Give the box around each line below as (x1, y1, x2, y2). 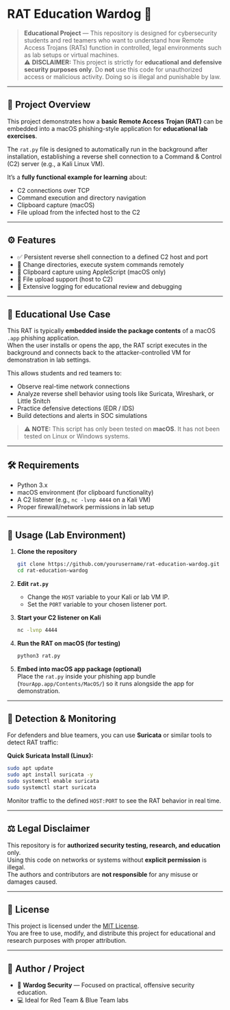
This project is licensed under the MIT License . (7, 922, 140, 930)
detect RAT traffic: (7, 738, 59, 747)
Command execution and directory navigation (16, 193, 146, 202)
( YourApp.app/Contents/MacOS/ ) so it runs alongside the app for (16, 679, 194, 688)
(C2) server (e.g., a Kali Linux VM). (7, 159, 105, 167)
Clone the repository (16, 548, 77, 555)
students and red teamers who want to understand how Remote (23, 36, 204, 44)
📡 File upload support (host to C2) (16, 274, 113, 283)
